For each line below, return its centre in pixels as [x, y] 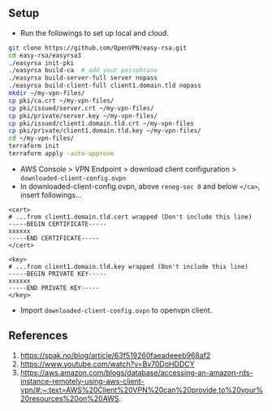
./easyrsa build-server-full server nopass [83, 78]
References [38, 336]
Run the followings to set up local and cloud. [94, 32]
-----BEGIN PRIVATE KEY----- [58, 274]
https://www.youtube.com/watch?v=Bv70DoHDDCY [107, 364]
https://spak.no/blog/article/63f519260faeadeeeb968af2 [115, 355]
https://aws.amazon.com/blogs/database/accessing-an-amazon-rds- [136, 372]
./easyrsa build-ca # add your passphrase [83, 71]
